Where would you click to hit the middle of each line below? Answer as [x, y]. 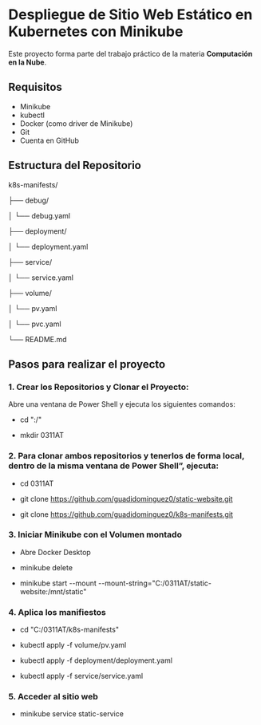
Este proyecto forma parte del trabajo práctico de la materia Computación [130, 53]
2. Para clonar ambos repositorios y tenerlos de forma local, [127, 456]
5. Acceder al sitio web [53, 697]
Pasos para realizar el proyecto [87, 364]
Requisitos [35, 87]
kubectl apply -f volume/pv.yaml [73, 645]
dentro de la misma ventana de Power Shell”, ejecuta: [114, 466]
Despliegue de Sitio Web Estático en [130, 15]
